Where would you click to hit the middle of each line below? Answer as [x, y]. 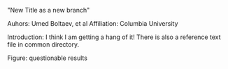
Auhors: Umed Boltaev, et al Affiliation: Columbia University [93, 23]
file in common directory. [43, 44]
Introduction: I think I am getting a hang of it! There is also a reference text [114, 37]
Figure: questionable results [47, 58]
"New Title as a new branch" [49, 10]
